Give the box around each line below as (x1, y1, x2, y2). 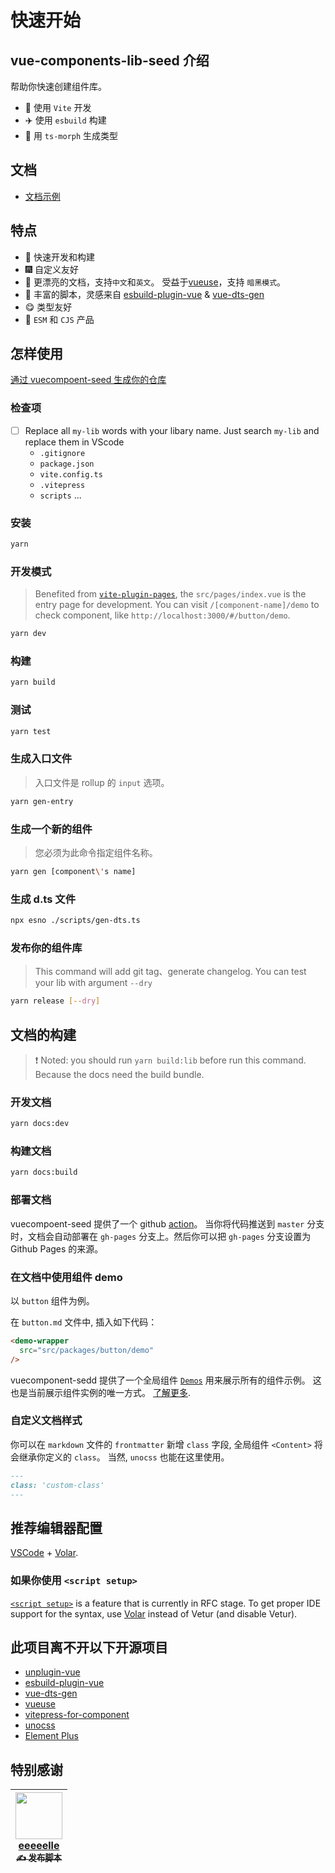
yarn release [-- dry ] (10, 996, 101, 1006)
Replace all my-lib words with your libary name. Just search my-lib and (24, 424, 320, 436)
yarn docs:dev (10, 1119, 70, 1129)
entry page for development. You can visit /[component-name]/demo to (34, 599, 320, 611)
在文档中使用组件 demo (10, 1270, 123, 1284)
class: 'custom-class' (10, 1480, 105, 1490)
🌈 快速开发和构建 (24, 251, 95, 263)
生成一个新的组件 (10, 822, 93, 836)
